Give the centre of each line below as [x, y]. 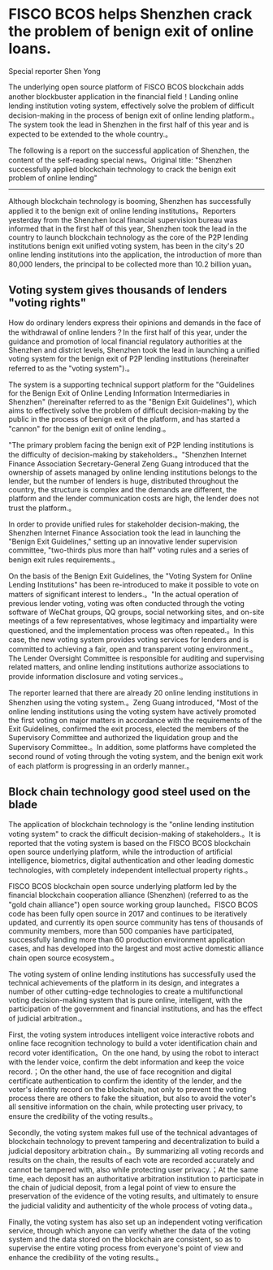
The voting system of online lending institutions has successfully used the [132, 974]
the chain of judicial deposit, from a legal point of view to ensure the [122, 1187]
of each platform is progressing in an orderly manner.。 [101, 765]
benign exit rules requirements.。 [64, 559]
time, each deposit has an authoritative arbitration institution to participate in [136, 1178]
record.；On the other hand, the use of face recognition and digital [120, 1071]
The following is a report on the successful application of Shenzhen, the [129, 150]
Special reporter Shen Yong [55, 71]
